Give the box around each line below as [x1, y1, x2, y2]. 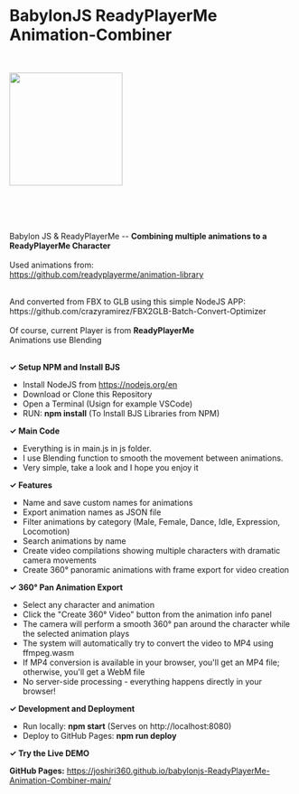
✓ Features [9, 480, 52, 490]
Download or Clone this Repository [22, 388, 153, 399]
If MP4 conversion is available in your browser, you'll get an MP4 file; [22, 657, 280, 668]
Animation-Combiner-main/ [9, 774, 111, 786]
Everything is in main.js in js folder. [22, 443, 152, 453]
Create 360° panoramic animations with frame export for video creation [22, 564, 290, 574]
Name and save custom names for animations [22, 497, 193, 508]
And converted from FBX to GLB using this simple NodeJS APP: [9, 295, 246, 307]
